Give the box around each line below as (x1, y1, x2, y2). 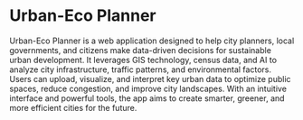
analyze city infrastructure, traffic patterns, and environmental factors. (9, 64, 271, 75)
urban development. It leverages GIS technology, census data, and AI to (9, 54, 278, 65)
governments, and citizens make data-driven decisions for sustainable (9, 44, 271, 55)
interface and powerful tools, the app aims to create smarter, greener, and (9, 92, 285, 104)
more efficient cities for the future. (9, 102, 137, 113)
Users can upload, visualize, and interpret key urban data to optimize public (9, 73, 291, 84)
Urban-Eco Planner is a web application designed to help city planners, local (9, 35, 295, 46)
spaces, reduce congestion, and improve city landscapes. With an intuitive (9, 83, 288, 94)
